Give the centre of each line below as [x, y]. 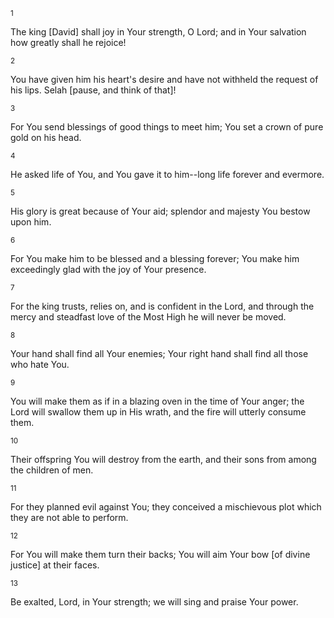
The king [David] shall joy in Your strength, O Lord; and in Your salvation [158, 32]
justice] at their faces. [55, 565]
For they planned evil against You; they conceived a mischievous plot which [166, 507]
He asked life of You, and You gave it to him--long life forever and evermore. [167, 174]
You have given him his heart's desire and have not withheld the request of [164, 79]
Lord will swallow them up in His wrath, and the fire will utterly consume [158, 412]
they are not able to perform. [69, 517]
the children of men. [52, 470]
